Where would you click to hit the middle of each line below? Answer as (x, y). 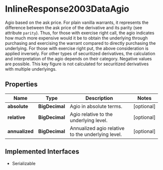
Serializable (24, 163)
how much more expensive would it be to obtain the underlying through (76, 38)
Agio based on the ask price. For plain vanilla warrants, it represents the (77, 22)
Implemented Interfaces (42, 152)
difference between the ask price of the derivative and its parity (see (73, 27)
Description (99, 98)
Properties (21, 85)
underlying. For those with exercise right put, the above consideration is (77, 48)
